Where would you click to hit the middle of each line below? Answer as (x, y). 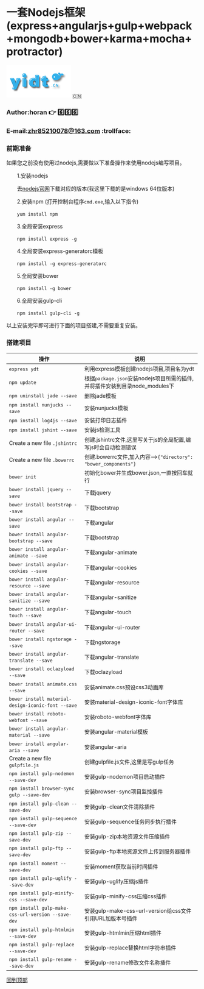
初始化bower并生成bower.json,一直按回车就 (138, 473)
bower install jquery (36, 490)
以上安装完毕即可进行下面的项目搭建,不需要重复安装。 (74, 325)
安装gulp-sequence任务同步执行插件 (131, 821)
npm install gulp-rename (40, 960)
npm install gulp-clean (39, 804)
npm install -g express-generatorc (62, 264)
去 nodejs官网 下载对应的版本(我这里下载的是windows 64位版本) (96, 189)
